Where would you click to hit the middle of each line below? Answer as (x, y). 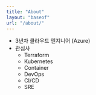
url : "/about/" (25, 23)
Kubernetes (38, 61)
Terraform (37, 55)
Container (37, 68)
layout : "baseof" (28, 17)
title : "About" (25, 12)
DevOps (34, 74)
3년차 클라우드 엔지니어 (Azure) (53, 41)
